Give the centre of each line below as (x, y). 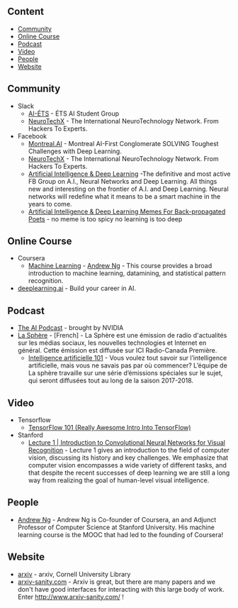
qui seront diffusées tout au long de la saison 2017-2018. (110, 381)
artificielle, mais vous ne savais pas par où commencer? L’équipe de (128, 365)
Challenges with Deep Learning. (75, 151)
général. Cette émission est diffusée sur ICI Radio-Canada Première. (117, 350)
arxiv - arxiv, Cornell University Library (74, 574)
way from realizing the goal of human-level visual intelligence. (119, 480)
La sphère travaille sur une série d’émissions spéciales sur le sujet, (125, 373)
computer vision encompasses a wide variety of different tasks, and (127, 465)
